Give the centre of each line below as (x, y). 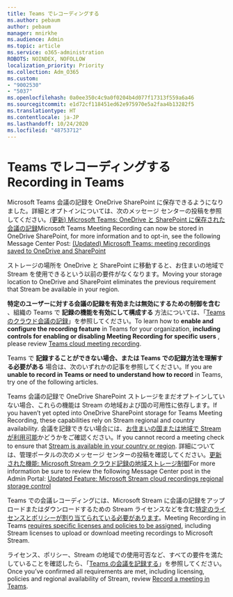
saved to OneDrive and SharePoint (57, 251)
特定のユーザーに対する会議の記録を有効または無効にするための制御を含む (114, 304)
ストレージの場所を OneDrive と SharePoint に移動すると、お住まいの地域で (116, 265)
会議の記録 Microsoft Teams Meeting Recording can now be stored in (105, 228)
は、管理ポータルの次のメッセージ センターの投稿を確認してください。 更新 (114, 455)
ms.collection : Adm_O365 (43, 72)
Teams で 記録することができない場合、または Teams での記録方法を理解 (112, 358)
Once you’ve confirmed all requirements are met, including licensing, (106, 571)
